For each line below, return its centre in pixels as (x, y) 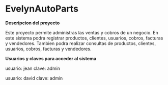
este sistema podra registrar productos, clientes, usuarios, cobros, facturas (84, 38)
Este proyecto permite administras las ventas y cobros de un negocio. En (82, 32)
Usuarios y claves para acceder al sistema (51, 58)
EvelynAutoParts (42, 9)
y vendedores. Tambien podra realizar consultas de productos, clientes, (81, 43)
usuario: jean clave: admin (33, 68)
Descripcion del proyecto (33, 23)
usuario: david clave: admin (34, 78)
